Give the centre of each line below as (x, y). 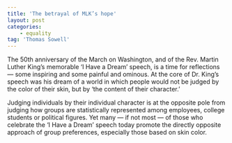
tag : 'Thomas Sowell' (39, 40)
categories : (24, 27)
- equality (36, 33)
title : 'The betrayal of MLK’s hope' (62, 14)
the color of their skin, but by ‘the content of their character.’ (94, 89)
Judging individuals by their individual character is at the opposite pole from (116, 103)
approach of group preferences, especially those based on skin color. (107, 133)
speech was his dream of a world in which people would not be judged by (113, 82)
